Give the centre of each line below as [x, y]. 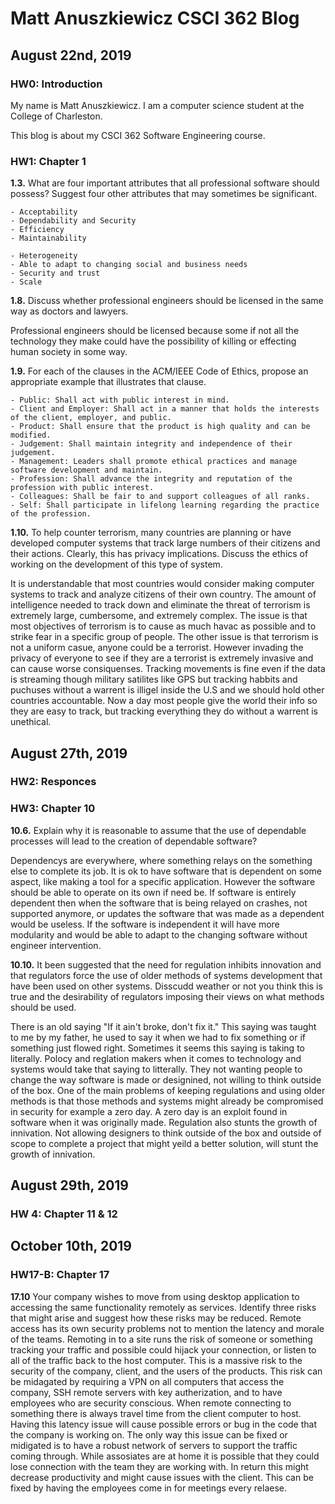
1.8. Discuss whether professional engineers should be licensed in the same [167, 301]
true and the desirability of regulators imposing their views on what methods [167, 996]
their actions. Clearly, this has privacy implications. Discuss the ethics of [159, 554]
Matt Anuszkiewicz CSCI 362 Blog [155, 18]
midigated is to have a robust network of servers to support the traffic [154, 1445]
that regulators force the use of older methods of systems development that [166, 975]
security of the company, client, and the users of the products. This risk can [166, 1371]
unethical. [31, 722]
